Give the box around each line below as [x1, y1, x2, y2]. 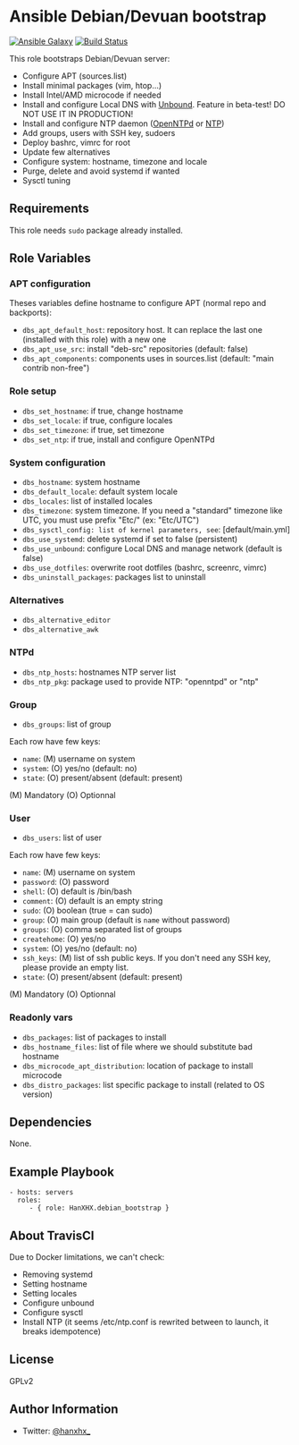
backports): [9, 307, 52, 319]
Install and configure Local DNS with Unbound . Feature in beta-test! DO [21, 98, 286, 109]
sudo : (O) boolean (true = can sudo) [21, 905, 154, 916]
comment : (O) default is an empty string [21, 896, 163, 906]
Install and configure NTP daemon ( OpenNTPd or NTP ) [21, 118, 225, 129]
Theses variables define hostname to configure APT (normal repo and [9, 298, 267, 309]
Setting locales [21, 1288, 78, 1298]
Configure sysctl [21, 1306, 83, 1317]
